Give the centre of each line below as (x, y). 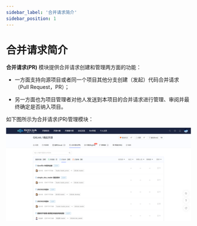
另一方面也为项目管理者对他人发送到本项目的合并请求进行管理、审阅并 (99, 100)
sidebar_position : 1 (31, 18)
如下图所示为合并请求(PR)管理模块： (50, 119)
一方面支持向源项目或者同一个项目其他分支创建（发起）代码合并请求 (97, 80)
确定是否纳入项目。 (43, 107)
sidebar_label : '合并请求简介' (42, 12)
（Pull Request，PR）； (42, 87)
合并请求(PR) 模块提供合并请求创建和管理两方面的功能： (74, 67)
